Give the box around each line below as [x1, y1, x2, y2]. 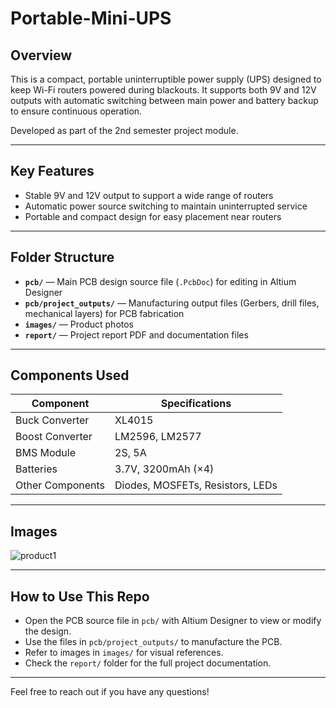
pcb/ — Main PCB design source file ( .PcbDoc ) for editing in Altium [24, 275, 297, 287]
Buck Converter [15, 413, 90, 427]
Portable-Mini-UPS [10, 7, 172, 30]
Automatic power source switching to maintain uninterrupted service [24, 200, 308, 212]
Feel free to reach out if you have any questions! [10, 686, 210, 698]
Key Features [10, 163, 95, 180]
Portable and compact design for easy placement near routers [24, 210, 282, 222]
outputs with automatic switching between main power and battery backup [10, 95, 319, 106]
